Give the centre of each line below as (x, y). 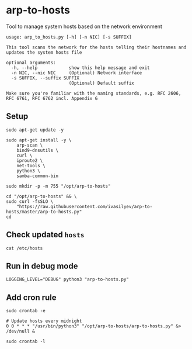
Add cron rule (31, 297)
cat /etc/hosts (25, 248)
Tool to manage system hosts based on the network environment (84, 26)
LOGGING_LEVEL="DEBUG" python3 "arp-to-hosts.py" (68, 279)
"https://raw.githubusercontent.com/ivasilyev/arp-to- (85, 206)
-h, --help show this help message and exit (81, 68)
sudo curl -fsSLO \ (30, 201)
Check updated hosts (45, 235)
